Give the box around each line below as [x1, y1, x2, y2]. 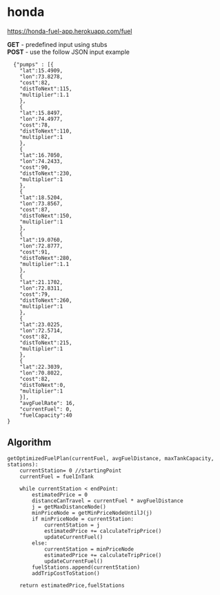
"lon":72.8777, [19, 243, 63, 249]
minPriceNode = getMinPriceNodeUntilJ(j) [32, 509, 153, 516]
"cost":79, [19, 291, 51, 298]
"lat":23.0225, [19, 321, 63, 328]
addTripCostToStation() [32, 569, 100, 577]
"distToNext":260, [19, 296, 72, 304]
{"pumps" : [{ [13, 61, 54, 68]
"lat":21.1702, [19, 278, 63, 285]
